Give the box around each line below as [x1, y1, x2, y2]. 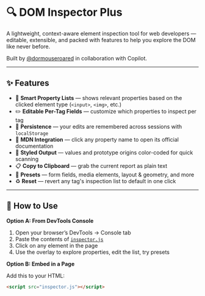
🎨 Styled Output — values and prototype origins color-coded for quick [15, 148, 193, 156]
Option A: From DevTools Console [6, 217, 94, 224]
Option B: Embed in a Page [6, 260, 75, 267]
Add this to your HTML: [6, 272, 65, 279]
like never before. [6, 43, 51, 50]
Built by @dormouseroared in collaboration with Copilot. [6, 54, 148, 62]
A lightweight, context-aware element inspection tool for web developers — [6, 29, 196, 37]
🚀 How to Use [6, 201, 58, 211]
